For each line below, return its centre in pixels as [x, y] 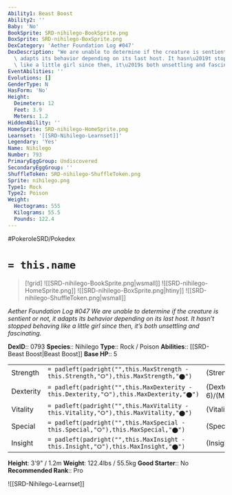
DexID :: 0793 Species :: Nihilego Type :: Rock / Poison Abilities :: [98, 347]
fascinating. [25, 333]
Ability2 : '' [27, 20]
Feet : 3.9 [28, 110]
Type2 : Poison [28, 193]
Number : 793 [25, 155]
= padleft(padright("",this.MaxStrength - [118, 369]
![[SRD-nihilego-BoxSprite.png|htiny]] [131, 290]
